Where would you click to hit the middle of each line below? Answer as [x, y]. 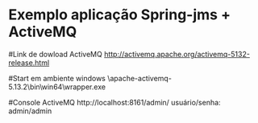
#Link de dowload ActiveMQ [55, 54]
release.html [29, 63]
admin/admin [30, 111]
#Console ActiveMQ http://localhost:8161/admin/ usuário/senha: [114, 102]
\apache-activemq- [139, 78]
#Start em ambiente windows [57, 78]
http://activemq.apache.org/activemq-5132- [177, 54]
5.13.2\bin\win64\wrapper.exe [57, 87]
